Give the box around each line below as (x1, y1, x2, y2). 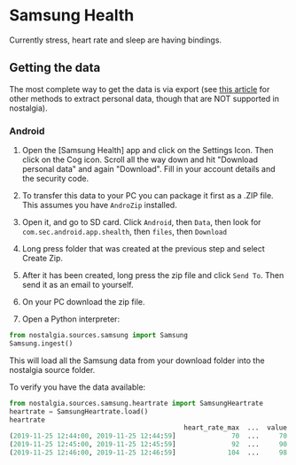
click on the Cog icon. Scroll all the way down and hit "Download (21, 154, 259, 165)
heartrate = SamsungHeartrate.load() (9, 407, 149, 416)
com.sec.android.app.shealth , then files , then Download (21, 227, 228, 237)
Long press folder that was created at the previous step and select (21, 244, 266, 254)
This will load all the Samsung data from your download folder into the (9, 355, 265, 366)
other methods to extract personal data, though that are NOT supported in (9, 93, 279, 104)
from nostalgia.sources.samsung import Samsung (9, 331, 189, 340)
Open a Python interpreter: (21, 314, 121, 324)
